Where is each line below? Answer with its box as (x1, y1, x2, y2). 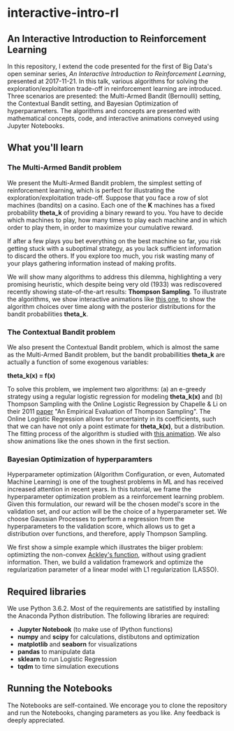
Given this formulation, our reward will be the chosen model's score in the (7, 500, 220, 508)
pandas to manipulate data (17, 648, 96, 656)
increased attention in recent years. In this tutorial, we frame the (7, 485, 192, 493)
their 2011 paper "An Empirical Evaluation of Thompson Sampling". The (7, 407, 211, 415)
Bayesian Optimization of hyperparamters (7, 454, 152, 464)
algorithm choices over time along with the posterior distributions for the (7, 302, 216, 310)
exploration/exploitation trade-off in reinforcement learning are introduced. (7, 85, 222, 92)
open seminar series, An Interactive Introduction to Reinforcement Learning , (7, 70, 226, 78)
